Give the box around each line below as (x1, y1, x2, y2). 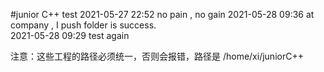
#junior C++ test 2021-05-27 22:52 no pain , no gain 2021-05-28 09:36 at (10, 9, 315, 20)
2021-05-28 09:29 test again (10, 30, 130, 41)
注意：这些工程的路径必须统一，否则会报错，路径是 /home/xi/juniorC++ (10, 50, 304, 62)
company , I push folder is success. (10, 19, 157, 31)
